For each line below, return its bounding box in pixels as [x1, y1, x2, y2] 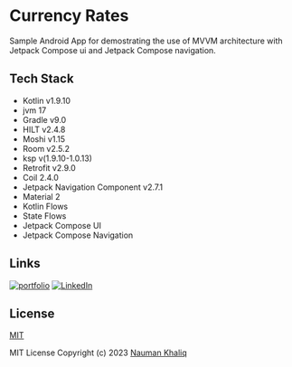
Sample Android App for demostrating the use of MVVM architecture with [9, 35, 283, 46]
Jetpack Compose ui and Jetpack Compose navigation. [9, 44, 217, 55]
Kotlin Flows [22, 201, 69, 212]
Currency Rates [9, 5, 129, 26]
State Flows [22, 210, 67, 221]
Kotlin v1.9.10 [22, 95, 71, 106]
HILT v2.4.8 [22, 124, 66, 135]
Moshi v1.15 [22, 133, 66, 145]
